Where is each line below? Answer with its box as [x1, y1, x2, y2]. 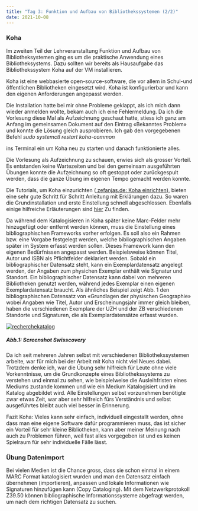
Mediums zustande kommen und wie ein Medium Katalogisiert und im [6, 383, 176, 390]
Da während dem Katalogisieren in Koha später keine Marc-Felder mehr [6, 217, 181, 224]
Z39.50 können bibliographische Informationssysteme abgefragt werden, [6, 492, 184, 499]
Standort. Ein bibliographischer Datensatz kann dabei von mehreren [6, 273, 171, 280]
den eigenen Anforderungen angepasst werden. [6, 90, 123, 97]
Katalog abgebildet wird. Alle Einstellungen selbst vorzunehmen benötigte [6, 389, 186, 396]
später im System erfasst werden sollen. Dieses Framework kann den [6, 242, 175, 249]
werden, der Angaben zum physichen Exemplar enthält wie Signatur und [6, 267, 183, 274]
